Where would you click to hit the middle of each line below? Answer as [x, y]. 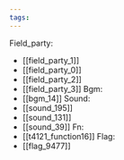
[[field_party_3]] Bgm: [62, 88]
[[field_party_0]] [52, 70]
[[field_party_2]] [52, 79]
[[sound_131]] [47, 117]
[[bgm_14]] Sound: [56, 98]
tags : [19, 17]
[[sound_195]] [48, 107]
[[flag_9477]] [46, 146]
